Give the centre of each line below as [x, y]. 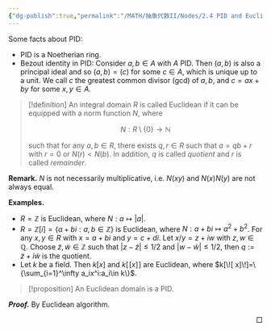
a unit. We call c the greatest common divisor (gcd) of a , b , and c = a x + [140, 80]
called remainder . [57, 162]
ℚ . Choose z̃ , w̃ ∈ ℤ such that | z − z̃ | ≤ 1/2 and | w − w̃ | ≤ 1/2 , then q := [138, 247]
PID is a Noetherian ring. [60, 54]
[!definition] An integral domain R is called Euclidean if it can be [133, 104]
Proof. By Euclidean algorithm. [59, 304]
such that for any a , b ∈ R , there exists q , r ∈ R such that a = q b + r [140, 145]
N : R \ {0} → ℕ [146, 129]
